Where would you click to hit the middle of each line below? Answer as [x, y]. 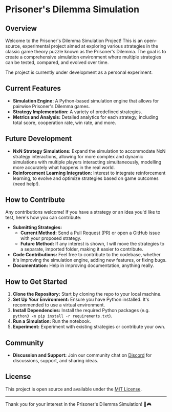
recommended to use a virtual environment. [59, 305]
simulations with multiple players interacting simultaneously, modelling [87, 162]
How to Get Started [36, 282]
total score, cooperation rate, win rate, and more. [64, 122]
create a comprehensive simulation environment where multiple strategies [83, 57]
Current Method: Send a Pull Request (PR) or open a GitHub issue [90, 233]
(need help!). [26, 183]
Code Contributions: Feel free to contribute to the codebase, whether [87, 255]
